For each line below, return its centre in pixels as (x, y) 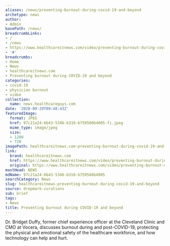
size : (16, 132)
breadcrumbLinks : (24, 33)
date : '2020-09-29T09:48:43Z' (37, 109)
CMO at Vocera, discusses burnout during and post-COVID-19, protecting (82, 227)
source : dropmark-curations (35, 189)
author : (13, 19)
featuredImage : (21, 114)
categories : (18, 80)
